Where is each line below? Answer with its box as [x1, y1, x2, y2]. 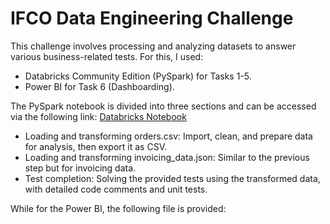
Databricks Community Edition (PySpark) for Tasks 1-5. [24, 70, 252, 82]
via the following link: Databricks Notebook [10, 110, 187, 122]
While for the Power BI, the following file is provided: [10, 202, 227, 214]
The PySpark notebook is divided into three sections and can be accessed [10, 100, 317, 112]
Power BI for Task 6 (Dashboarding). [24, 80, 175, 92]
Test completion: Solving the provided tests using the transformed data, [24, 172, 321, 184]
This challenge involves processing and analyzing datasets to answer [10, 40, 297, 52]
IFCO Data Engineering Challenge [10, 7, 294, 30]
